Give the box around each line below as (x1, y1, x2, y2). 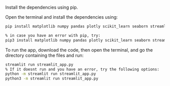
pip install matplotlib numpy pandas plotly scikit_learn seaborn (5, 24, 148, 29)
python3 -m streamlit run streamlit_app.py (5, 76, 99, 81)
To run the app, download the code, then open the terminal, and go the (5, 47, 153, 53)
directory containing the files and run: (5, 52, 84, 58)
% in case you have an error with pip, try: (5, 33, 101, 38)
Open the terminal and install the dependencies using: (5, 14, 118, 20)
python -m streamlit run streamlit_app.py (5, 71, 96, 76)
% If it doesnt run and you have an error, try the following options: (5, 67, 159, 72)
